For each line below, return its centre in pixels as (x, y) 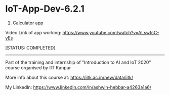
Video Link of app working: (33, 32)
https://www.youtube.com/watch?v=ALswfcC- (111, 32)
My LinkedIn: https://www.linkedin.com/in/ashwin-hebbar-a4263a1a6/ (78, 87)
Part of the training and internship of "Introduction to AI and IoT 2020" (78, 62)
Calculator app (28, 23)
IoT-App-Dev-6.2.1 (45, 9)
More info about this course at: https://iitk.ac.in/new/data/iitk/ (69, 77)
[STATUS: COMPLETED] (30, 47)
